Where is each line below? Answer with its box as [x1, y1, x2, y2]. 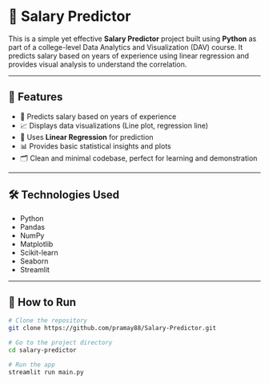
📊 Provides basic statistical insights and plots [19, 141, 171, 151]
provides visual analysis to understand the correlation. [8, 59, 187, 69]
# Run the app [8, 361, 56, 369]
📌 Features [8, 90, 63, 104]
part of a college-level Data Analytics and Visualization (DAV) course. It [8, 42, 243, 51]
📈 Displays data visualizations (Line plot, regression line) [19, 121, 209, 130]
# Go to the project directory [8, 339, 113, 347]
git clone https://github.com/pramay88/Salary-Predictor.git [8, 325, 217, 333]
